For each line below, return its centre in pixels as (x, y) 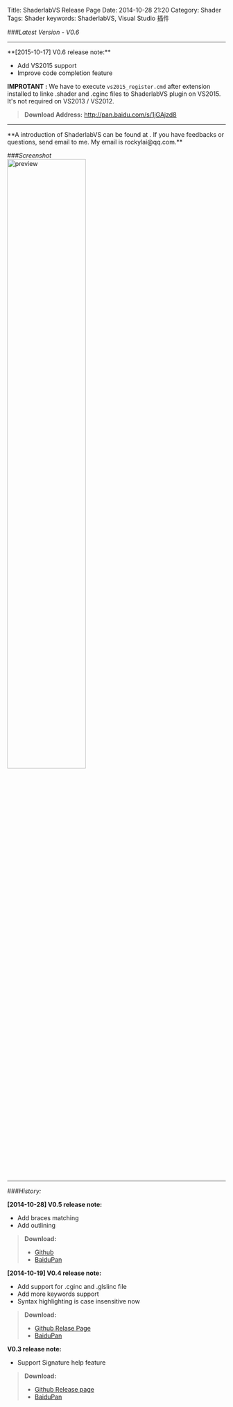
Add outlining (36, 1225)
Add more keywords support (58, 1294)
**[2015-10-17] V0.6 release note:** (59, 52)
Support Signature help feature (61, 1363)
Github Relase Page (63, 1328)
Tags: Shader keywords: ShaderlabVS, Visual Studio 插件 (88, 18)
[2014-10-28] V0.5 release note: (55, 1205)
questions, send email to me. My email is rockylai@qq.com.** (95, 142)
